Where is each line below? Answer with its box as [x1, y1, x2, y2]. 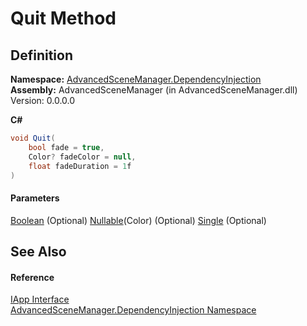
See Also [10, 243, 67, 260]
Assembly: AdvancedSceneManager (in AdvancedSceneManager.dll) [10, 84, 298, 96]
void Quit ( [10, 133, 56, 143]
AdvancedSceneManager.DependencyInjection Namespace [10, 304, 257, 316]
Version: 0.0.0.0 [10, 95, 76, 106]
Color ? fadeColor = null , [28, 152, 137, 162]
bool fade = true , [28, 142, 105, 152]
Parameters [10, 192, 60, 204]
